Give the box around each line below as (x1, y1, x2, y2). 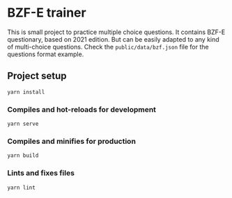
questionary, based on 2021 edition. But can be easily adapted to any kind (7, 35, 219, 43)
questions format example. (7, 50, 84, 58)
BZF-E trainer (7, 5, 86, 21)
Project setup (7, 70, 68, 82)
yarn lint (7, 184, 36, 191)
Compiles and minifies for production (7, 136, 136, 146)
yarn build (7, 152, 39, 159)
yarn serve (7, 120, 39, 128)
